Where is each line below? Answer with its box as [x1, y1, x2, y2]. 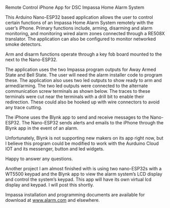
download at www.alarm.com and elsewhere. [5, 197, 100, 203]
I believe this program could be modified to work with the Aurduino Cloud [5, 140, 159, 146]
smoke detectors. [5, 41, 42, 47]
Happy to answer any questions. [5, 155, 73, 162]
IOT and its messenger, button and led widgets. [5, 146, 104, 152]
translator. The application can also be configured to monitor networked [5, 36, 156, 42]
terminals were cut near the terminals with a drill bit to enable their [5, 94, 144, 99]
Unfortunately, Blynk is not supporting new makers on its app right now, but [5, 135, 164, 141]
